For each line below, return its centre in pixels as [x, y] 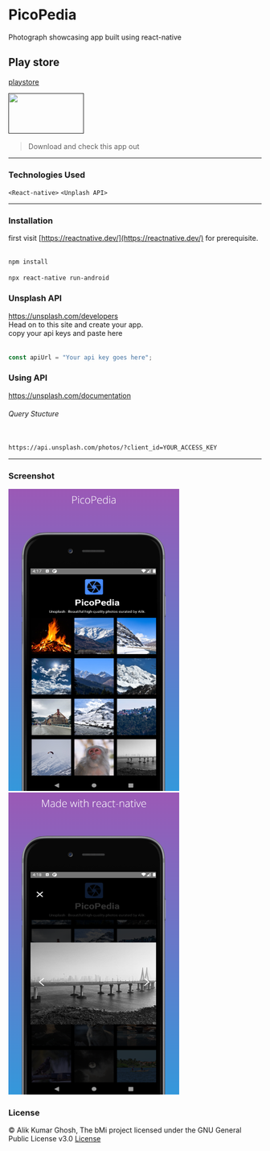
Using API [28, 378]
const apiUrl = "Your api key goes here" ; [80, 357]
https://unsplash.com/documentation [70, 395]
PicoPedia [43, 15]
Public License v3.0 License [55, 1139]
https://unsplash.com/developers [63, 316]
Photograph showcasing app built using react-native [95, 37]
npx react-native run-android [59, 278]
